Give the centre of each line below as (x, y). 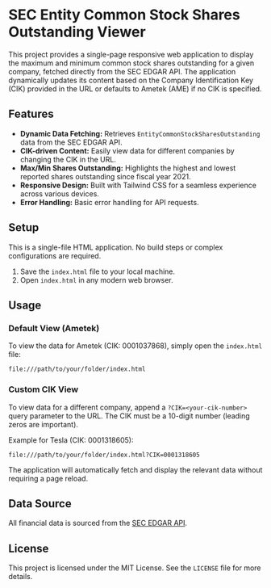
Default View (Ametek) (54, 328)
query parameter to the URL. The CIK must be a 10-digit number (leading (129, 416)
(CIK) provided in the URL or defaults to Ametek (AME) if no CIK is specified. (135, 88)
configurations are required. (55, 255)
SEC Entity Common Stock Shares (124, 15)
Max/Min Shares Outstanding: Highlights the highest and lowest (128, 168)
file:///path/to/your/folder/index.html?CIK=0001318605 (104, 455)
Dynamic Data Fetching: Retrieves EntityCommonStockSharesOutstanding (140, 133)
